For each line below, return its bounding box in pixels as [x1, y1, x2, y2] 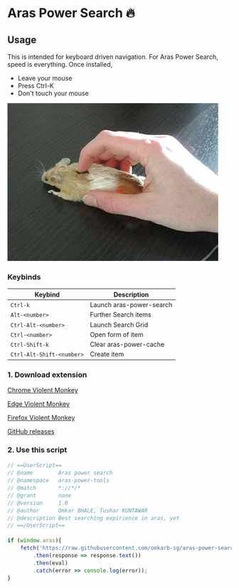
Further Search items [90, 311, 152, 319]
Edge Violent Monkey [7, 400, 70, 408]
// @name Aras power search [7, 469, 113, 477]
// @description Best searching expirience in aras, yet [7, 514, 180, 522]
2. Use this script [7, 445, 68, 455]
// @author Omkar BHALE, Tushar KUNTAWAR [7, 507, 148, 514]
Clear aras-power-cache [90, 340, 165, 349]
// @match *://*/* [7, 485, 81, 492]
